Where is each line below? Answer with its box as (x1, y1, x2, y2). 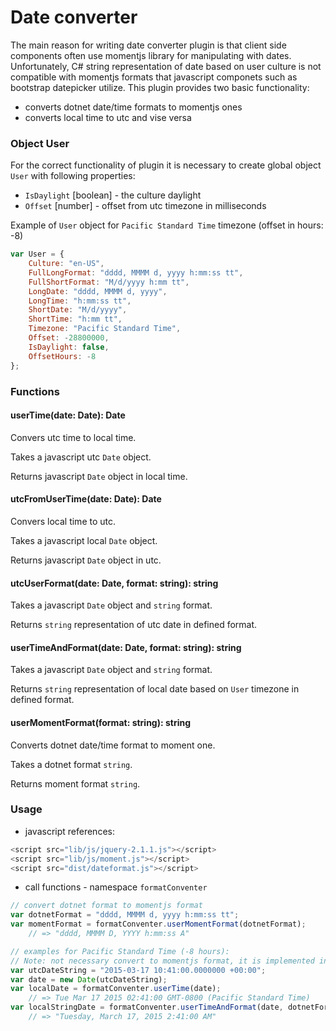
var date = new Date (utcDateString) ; (10, 974, 168, 985)
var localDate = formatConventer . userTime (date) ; (10, 984, 222, 994)
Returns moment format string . (10, 777, 141, 790)
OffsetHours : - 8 (28, 351, 97, 361)
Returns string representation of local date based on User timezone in (10, 683, 300, 695)
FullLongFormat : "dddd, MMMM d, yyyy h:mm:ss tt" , (28, 267, 244, 278)
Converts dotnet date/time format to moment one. (10, 739, 216, 751)
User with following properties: (10, 170, 136, 182)
